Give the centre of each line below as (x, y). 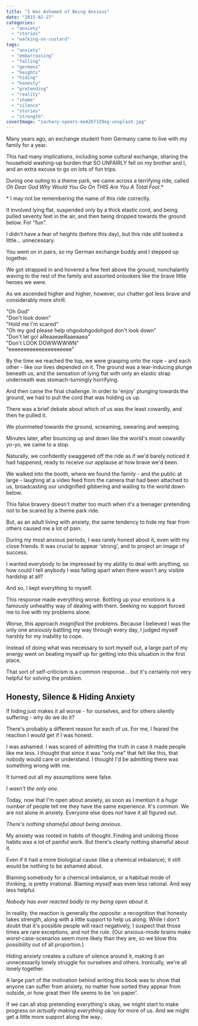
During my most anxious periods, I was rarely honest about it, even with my (98, 540)
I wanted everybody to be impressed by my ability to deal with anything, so (98, 564)
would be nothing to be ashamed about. (55, 866)
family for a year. (27, 145)
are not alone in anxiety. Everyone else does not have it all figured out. (92, 812)
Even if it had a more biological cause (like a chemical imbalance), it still (93, 859)
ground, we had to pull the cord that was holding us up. (73, 397)
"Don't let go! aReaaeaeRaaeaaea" (48, 337)
